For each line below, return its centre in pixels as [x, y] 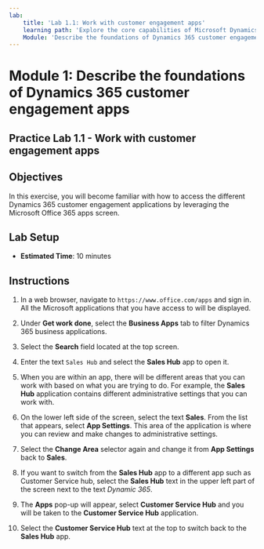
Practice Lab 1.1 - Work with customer [103, 138]
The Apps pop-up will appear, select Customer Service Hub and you [132, 505]
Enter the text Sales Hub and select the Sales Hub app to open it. [125, 362]
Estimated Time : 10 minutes [66, 256]
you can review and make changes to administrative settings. [119, 434]
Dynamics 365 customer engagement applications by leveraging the [119, 204]
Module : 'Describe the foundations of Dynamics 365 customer [125, 37]
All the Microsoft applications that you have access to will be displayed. [136, 308]
